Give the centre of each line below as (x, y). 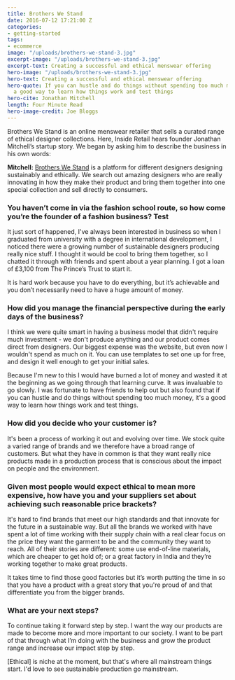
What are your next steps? (53, 610)
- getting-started (34, 33)
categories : (24, 27)
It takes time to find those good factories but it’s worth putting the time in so (116, 577)
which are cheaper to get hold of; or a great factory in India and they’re (109, 556)
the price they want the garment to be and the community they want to (109, 541)
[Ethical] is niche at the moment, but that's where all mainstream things (109, 662)
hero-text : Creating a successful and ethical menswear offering (104, 79)
